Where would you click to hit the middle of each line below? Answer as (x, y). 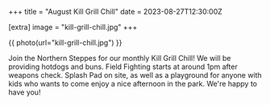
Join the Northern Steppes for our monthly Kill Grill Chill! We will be (120, 58)
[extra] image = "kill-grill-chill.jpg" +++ (73, 27)
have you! (25, 92)
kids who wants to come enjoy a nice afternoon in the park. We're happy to (133, 84)
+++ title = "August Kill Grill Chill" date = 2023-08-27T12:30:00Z (116, 12)
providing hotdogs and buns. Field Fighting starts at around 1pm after (123, 67)
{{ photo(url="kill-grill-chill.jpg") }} (65, 42)
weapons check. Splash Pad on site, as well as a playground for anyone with (135, 75)
